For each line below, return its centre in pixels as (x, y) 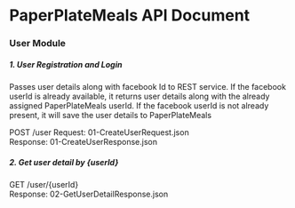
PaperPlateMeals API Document (130, 16)
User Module (38, 44)
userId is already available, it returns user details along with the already (140, 96)
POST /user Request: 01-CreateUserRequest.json (99, 132)
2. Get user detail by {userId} (64, 162)
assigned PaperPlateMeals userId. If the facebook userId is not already (139, 106)
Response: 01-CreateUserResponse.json (84, 142)
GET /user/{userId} (44, 185)
